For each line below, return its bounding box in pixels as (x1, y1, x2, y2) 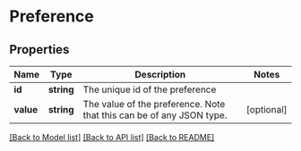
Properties (9, 42, 70, 57)
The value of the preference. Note (82, 98, 226, 110)
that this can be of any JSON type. (82, 109, 228, 122)
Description (134, 69, 186, 80)
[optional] (245, 104, 288, 115)
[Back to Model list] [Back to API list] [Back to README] (9, 132, 215, 142)
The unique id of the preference (82, 83, 217, 96)
